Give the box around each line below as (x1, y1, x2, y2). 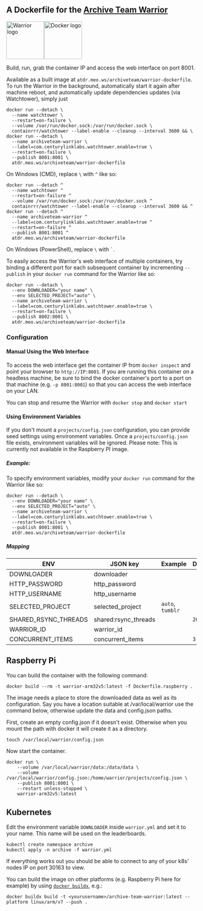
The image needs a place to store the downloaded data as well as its (6, 694, 177, 701)
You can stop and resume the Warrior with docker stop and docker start (6, 399, 187, 406)
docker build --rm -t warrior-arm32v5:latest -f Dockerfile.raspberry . (6, 683, 193, 689)
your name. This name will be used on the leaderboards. (6, 829, 147, 837)
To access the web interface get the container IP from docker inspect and (6, 361, 191, 369)
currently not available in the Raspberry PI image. (6, 446, 129, 453)
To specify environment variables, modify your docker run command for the (6, 475, 195, 482)
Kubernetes (6, 807, 52, 818)
